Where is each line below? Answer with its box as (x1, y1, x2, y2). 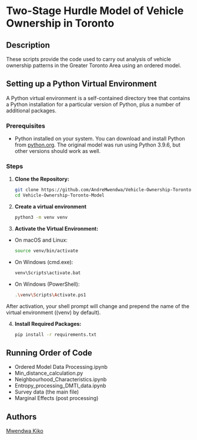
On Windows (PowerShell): (14, 281, 80, 288)
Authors (6, 412, 37, 422)
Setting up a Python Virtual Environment (6, 79, 157, 89)
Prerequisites (6, 122, 45, 130)
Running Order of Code (6, 348, 92, 358)
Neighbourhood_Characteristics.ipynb (14, 376, 107, 383)
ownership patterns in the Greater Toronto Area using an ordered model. (6, 62, 181, 69)
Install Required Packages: (14, 320, 82, 327)
